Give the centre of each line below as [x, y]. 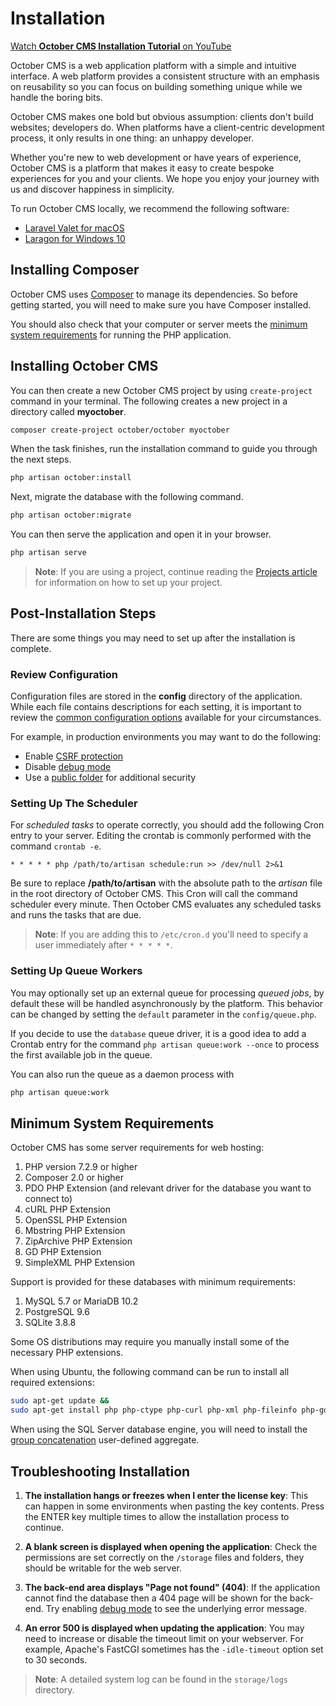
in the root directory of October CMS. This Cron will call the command [154, 894]
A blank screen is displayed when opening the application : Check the [171, 1547]
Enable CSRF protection [74, 756]
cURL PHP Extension [67, 1209]
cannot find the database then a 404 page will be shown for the [156, 1598]
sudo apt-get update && [60, 1401]
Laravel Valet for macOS [74, 228]
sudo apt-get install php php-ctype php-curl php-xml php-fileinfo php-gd [169, 1410]
